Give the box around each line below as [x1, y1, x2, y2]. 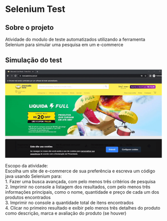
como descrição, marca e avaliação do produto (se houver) [5, 210, 127, 216]
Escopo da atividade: [5, 162, 48, 168]
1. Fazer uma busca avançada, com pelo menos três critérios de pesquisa [5, 178, 156, 184]
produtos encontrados [5, 194, 51, 200]
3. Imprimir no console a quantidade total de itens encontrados [5, 200, 134, 206]
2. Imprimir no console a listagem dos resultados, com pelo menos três [5, 184, 151, 190]
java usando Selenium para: [5, 173, 62, 179]
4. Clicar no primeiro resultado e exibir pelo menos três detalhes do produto [5, 205, 161, 211]
